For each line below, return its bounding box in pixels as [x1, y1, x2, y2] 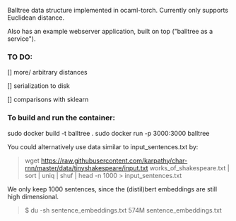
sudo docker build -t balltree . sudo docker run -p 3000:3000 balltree [7, 129, 210, 137]
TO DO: [7, 52, 33, 62]
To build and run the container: [7, 113, 115, 122]
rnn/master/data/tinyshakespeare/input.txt [24, 163, 148, 172]
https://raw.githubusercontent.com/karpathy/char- [41, 156, 188, 165]
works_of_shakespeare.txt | [149, 163, 230, 172]
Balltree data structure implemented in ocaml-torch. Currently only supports [7, 6, 228, 14]
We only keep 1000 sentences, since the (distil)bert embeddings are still [7, 184, 218, 193]
